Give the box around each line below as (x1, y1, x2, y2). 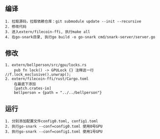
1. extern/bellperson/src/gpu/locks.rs (5, 62, 87, 67)
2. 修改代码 (5, 24, 27, 29)
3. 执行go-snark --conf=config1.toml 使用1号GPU (5, 129, 103, 134)
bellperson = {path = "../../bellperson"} (14, 90, 102, 95)
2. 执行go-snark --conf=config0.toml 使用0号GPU (5, 124, 103, 129)
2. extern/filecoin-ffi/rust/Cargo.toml (5, 76, 89, 81)
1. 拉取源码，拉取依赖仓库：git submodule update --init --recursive (5, 19, 141, 24)
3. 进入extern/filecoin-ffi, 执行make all (5, 29, 90, 34)
